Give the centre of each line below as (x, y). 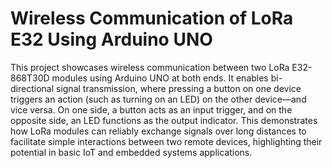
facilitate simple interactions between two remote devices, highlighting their (166, 141)
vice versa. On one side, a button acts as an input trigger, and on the (151, 109)
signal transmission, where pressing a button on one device (178, 88)
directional (32, 88)
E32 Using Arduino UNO (111, 39)
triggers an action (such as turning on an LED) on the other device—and (158, 99)
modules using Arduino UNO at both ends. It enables (160, 78)
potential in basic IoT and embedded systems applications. (131, 152)
